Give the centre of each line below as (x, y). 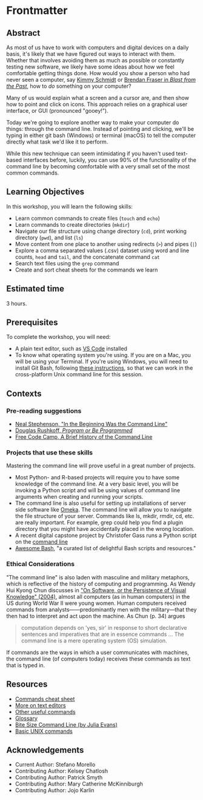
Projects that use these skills (50, 453)
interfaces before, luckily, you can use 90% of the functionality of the (110, 160)
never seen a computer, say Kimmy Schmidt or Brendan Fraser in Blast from (101, 80)
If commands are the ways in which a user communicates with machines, (98, 652)
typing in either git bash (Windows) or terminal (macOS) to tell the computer (101, 135)
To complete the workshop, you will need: (58, 337)
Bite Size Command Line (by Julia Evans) (66, 724)
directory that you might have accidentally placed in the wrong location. (105, 529)
